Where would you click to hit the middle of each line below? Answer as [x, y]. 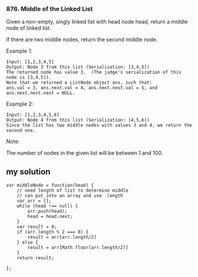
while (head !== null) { [47, 206]
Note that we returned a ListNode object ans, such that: [79, 83]
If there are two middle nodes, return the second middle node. [82, 40]
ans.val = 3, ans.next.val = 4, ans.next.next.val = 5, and [82, 88]
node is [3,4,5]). [29, 78]
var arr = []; [34, 201]
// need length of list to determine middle [73, 191]
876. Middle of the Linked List [49, 9]
